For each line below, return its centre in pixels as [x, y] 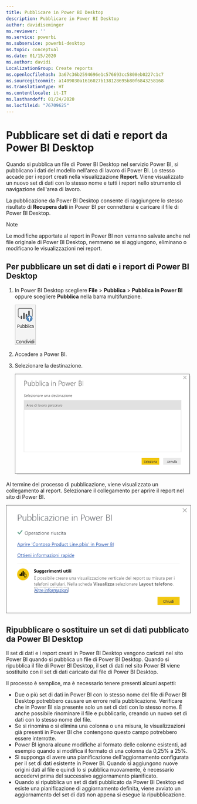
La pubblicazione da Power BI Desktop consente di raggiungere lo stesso [94, 201]
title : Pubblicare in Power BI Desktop [55, 12]
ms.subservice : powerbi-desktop [45, 44]
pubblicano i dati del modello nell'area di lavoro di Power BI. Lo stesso [91, 170]
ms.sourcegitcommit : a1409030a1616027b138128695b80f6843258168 [85, 81]
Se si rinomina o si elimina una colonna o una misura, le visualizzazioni [100, 726]
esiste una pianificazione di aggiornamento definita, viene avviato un [97, 788]
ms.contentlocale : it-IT [36, 93]
